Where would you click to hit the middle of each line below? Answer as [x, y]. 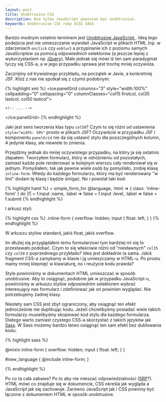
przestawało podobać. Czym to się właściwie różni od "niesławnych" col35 [82, 248]
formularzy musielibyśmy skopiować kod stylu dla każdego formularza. [78, 315]
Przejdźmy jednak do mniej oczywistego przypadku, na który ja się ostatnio [82, 152]
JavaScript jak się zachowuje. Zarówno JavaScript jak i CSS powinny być [80, 389]
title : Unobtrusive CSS [30, 14]
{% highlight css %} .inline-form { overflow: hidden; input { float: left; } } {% [82, 218]
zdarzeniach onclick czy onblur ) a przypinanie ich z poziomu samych [76, 48]
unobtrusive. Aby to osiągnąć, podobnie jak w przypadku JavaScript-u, [78, 279]
